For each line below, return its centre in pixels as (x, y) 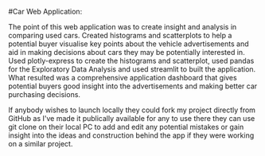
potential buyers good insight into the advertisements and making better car (133, 86)
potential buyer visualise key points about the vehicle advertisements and (129, 44)
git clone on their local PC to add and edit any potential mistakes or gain (126, 127)
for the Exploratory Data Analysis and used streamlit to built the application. (132, 69)
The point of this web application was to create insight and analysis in (123, 27)
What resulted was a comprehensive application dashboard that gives (123, 78)
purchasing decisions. (45, 94)
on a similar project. (41, 144)
